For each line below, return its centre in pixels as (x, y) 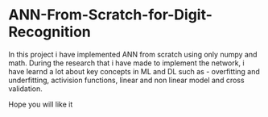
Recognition (49, 32)
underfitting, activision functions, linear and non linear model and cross (126, 80)
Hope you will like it (41, 104)
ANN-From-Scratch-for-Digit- (111, 15)
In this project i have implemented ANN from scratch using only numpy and (133, 54)
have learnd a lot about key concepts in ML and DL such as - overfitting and (134, 71)
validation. (25, 88)
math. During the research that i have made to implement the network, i (126, 63)
